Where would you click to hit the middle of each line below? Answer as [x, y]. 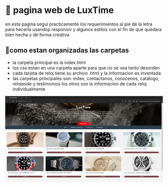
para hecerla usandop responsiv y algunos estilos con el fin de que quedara [83, 29]
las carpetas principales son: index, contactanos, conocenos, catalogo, [86, 78]
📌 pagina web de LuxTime [59, 10]
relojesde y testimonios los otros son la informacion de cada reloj [79, 83]
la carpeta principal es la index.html [49, 62]
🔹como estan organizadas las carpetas [67, 50]
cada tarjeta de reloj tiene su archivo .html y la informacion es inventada [86, 73]
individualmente [29, 89]
